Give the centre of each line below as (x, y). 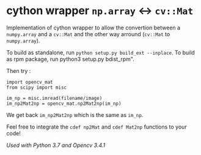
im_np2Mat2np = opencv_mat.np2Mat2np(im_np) (64, 104)
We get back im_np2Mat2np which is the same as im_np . (75, 115)
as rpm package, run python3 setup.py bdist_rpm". (70, 59)
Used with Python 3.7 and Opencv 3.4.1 (56, 145)
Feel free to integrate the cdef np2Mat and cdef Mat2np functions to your (97, 127)
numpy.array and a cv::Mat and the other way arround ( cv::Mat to (88, 34)
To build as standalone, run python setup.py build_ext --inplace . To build (101, 52)
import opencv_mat (30, 82)
